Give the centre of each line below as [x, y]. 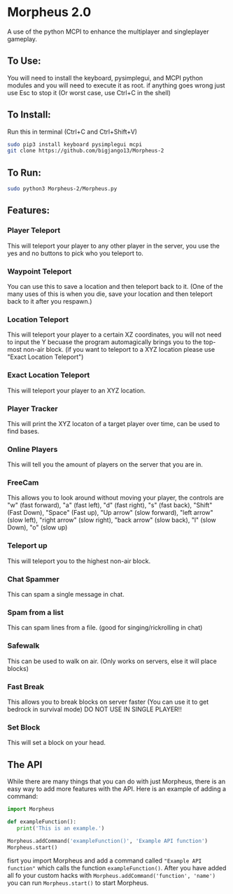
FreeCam [23, 483]
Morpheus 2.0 [49, 12]
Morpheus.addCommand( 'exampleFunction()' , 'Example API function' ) [108, 841]
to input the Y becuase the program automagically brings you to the [105, 342]
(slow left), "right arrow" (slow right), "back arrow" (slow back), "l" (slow [112, 520]
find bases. [23, 431]
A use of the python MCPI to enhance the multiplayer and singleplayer [108, 31]
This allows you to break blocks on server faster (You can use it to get [108, 702]
